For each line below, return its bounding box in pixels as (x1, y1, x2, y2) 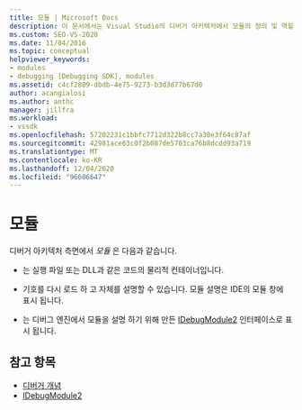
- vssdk (9, 123, 39, 132)
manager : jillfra (9, 105, 75, 114)
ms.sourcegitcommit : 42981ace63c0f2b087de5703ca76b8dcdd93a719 (9, 139, 252, 148)
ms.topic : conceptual (9, 47, 91, 56)
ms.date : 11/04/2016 (9, 38, 87, 48)
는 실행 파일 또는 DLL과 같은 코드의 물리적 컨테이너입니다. (22, 265, 225, 276)
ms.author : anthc (9, 96, 75, 106)
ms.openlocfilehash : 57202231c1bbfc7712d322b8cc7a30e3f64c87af (9, 131, 252, 140)
